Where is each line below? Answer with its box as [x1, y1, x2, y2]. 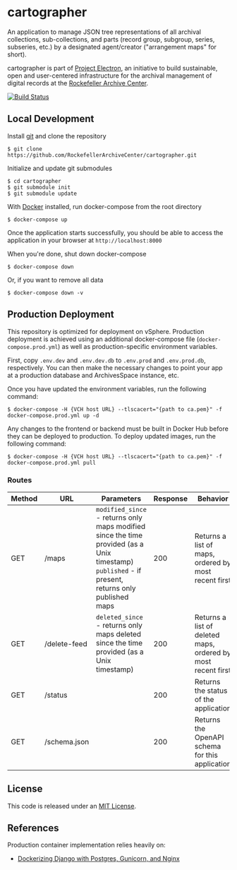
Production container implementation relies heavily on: [7, 841, 166, 850]
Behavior [197, 494, 229, 503]
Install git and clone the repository [7, 131, 107, 140]
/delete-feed [44, 638, 87, 648]
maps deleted [96, 629, 142, 639]
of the [194, 694, 214, 704]
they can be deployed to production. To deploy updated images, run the [7, 431, 217, 440]
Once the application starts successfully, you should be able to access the [7, 228, 224, 237]
